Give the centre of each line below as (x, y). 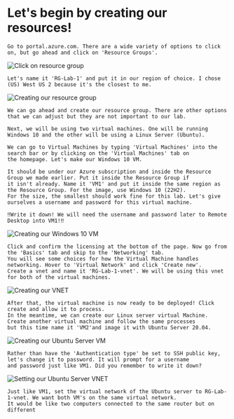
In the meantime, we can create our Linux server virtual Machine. (108, 315)
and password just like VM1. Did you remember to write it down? (104, 366)
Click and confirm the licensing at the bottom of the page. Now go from (117, 247)
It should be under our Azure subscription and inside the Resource (109, 172)
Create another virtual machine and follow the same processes (102, 321)
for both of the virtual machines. (59, 277)
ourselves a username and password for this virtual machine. (100, 202)
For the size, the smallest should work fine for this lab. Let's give (114, 196)
